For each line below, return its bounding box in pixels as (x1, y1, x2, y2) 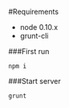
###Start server (8, 77, 62, 85)
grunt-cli (19, 31, 49, 40)
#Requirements (8, 7, 59, 16)
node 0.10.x (19, 23, 59, 31)
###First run (8, 47, 50, 56)
